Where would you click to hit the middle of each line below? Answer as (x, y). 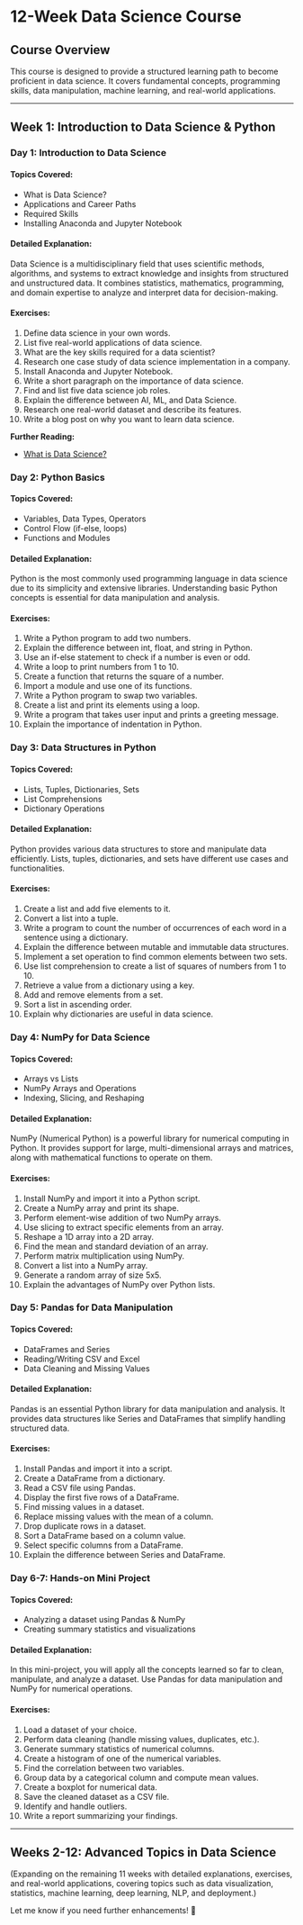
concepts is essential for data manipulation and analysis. (115, 598)
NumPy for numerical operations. (71, 1689)
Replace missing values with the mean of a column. (118, 1517)
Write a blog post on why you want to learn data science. (129, 419)
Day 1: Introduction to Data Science (89, 153)
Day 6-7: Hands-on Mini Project (80, 1577)
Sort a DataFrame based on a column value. (104, 1536)
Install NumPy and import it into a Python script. (111, 1198)
